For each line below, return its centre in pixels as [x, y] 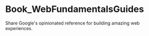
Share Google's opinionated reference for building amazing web [72, 23]
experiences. [19, 28]
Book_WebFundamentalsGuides [75, 9]
